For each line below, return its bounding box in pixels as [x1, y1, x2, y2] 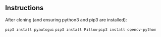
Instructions [5, 4, 44, 12]
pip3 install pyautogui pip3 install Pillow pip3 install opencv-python [5, 27, 157, 32]
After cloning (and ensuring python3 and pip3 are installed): [5, 17, 127, 22]
